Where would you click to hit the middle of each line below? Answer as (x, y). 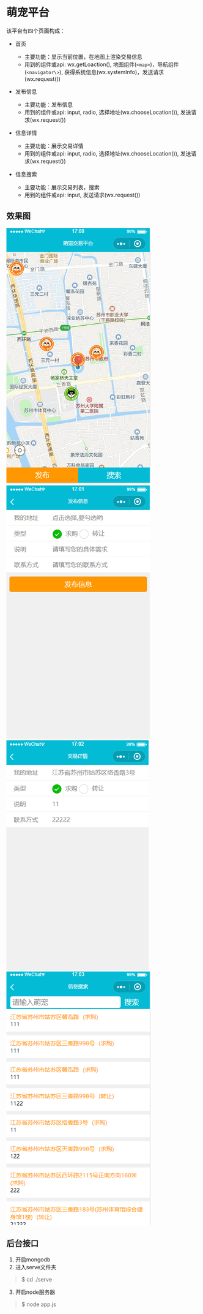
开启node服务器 (35, 1292)
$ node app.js (39, 1304)
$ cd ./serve (37, 1279)
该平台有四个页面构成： (36, 31)
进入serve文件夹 (36, 1267)
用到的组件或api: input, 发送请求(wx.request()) (82, 195)
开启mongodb (33, 1260)
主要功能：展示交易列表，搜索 (62, 187)
